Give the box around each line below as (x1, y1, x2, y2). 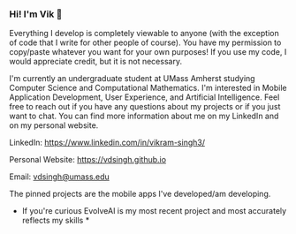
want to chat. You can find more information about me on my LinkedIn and (9, 110, 279, 122)
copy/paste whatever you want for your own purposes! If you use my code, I (9, 47, 287, 57)
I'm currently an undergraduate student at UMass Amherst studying (9, 73, 255, 84)
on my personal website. (9, 120, 99, 131)
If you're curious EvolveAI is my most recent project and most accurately (21, 206, 287, 216)
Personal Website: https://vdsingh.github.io (9, 155, 166, 165)
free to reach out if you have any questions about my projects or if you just (9, 102, 281, 112)
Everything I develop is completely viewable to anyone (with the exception (9, 28, 280, 39)
